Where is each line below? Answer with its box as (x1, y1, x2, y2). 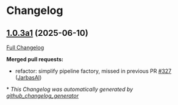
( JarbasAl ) (15, 74, 42, 81)
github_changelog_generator (6, 92, 79, 99)
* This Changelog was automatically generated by (6, 86, 133, 93)
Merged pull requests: (6, 56, 64, 63)
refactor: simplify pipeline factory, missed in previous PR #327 (15, 67, 172, 75)
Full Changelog (6, 44, 44, 51)
